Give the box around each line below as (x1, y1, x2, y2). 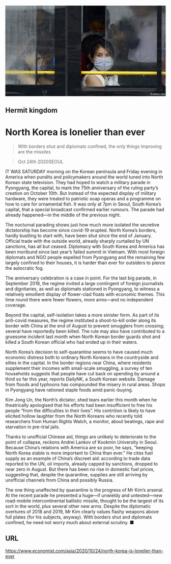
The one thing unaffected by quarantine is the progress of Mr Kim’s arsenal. (5, 486, 164, 493)
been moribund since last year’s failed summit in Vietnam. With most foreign (5, 248, 165, 255)
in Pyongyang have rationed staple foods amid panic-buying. (5, 387, 133, 393)
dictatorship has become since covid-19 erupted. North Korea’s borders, (5, 227, 157, 233)
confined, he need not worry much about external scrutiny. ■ (5, 519, 134, 525)
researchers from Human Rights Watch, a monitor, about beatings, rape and (5, 418, 164, 424)
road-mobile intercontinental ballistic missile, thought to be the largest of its (5, 498, 164, 504)
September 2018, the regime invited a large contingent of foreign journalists (5, 280, 164, 286)
